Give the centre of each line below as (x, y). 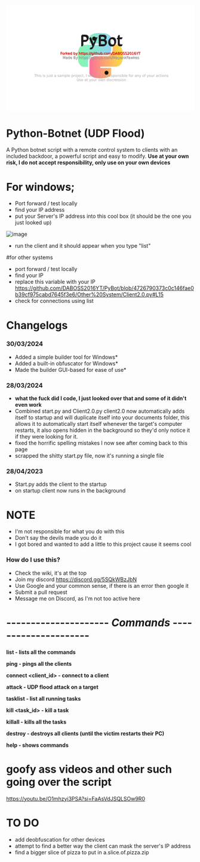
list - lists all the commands (41, 652)
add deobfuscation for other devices (60, 839)
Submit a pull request (41, 592)
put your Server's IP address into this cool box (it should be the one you (103, 216)
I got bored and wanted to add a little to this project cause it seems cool (103, 544)
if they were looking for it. (46, 437)
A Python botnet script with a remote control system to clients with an (92, 150)
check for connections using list (54, 301)
